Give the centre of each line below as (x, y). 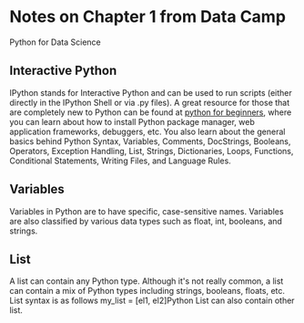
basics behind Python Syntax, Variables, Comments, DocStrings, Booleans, (150, 141)
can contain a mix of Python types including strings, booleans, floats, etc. (147, 291)
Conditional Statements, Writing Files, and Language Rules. (121, 161)
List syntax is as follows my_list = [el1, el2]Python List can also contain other (152, 301)
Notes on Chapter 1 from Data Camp (148, 17)
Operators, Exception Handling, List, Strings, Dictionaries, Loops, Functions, (152, 151)
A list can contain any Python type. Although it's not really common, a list (147, 281)
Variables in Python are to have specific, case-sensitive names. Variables (147, 211)
